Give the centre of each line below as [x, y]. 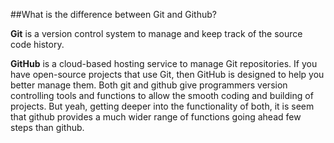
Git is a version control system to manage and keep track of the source [156, 33]
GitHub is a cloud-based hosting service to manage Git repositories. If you [164, 63]
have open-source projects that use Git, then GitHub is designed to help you [167, 74]
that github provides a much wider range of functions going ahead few [156, 117]
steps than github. [47, 127]
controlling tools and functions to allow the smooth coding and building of [162, 95]
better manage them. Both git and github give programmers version [149, 85]
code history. [37, 44]
